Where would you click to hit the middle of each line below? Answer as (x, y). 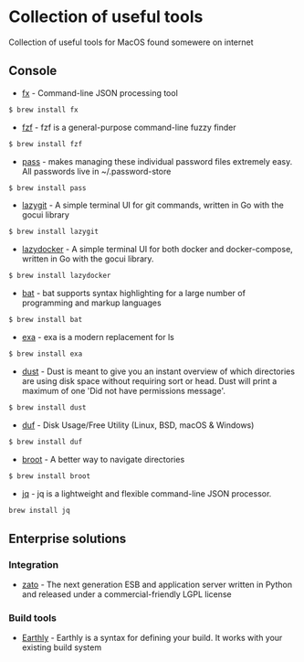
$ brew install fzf (46, 144)
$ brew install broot (50, 476)
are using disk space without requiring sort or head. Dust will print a (149, 380)
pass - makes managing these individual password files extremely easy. (157, 161)
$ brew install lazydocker (60, 276)
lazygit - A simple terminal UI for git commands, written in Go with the (152, 205)
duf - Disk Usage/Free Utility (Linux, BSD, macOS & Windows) (138, 425)
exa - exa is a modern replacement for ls (98, 337)
